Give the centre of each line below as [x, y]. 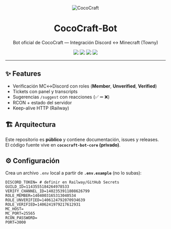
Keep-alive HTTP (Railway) [41, 108]
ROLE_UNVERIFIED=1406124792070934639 [45, 200]
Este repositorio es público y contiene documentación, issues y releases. [82, 139]
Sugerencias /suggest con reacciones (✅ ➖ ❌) [61, 97]
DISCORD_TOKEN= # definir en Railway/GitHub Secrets [62, 182]
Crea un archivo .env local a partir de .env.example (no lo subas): [73, 173]
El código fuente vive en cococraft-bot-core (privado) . [63, 145]
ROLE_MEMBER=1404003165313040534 [41, 196]
